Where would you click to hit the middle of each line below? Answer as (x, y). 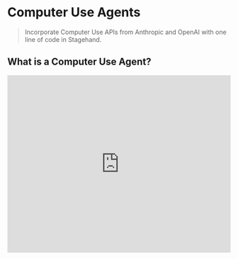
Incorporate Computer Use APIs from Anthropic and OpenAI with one (125, 32)
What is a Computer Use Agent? (79, 62)
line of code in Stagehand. (63, 39)
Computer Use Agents (74, 12)
